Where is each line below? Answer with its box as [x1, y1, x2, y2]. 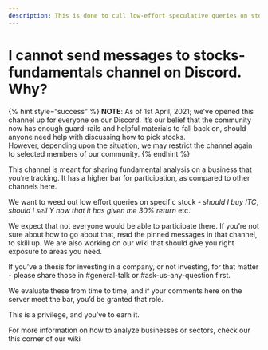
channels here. [8, 181, 57, 191]
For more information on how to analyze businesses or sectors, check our [8, 325, 251, 335]
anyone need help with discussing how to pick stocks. [8, 132, 186, 141]
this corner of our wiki [8, 333, 81, 344]
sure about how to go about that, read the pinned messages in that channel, [8, 229, 258, 239]
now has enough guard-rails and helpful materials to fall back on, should [8, 123, 246, 133]
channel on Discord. [106, 63, 242, 81]
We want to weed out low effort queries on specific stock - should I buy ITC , [8, 197, 259, 206]
